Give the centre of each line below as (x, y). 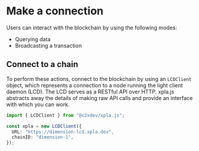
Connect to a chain (42, 64)
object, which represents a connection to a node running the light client (95, 85)
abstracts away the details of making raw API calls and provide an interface (99, 98)
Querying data (33, 39)
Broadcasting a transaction (48, 46)
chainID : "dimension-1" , (43, 137)
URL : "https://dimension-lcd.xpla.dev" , (63, 132)
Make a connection (55, 11)
